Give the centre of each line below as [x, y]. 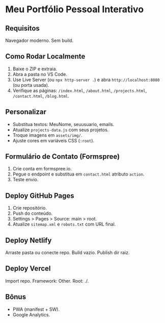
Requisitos [22, 28]
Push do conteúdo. [33, 213]
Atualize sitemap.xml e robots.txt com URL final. [64, 224]
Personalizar [26, 112]
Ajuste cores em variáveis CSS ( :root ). [53, 140]
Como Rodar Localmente [45, 56]
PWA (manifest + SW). [36, 309]
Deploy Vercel [28, 269]
